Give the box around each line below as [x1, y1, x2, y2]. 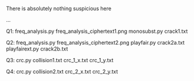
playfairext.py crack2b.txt [6, 45, 69, 52]
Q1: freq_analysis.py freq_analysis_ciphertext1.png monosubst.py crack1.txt [6, 28, 188, 35]
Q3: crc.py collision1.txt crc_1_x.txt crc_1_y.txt [6, 57, 114, 63]
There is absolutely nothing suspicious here [6, 5, 111, 12]
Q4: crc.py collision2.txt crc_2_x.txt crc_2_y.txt [6, 68, 118, 75]
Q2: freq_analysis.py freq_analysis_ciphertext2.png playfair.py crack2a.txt [6, 39, 185, 46]
